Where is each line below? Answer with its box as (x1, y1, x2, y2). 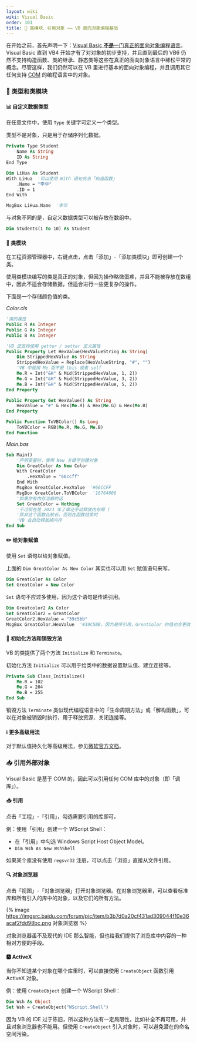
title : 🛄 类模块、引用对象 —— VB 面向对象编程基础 (6, 25, 118, 31)
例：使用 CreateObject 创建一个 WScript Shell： (6, 987, 121, 994)
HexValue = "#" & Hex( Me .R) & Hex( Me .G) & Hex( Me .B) (16, 403, 148, 409)
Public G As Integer (6, 327, 57, 333)
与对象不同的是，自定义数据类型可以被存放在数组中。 (6, 214, 135, 221)
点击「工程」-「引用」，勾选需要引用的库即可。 (6, 813, 119, 820)
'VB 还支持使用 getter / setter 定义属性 (6, 343, 101, 349)
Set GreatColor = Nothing (16, 501, 80, 507)
